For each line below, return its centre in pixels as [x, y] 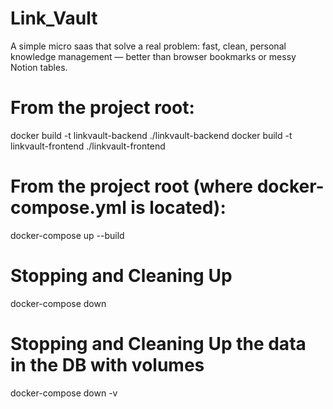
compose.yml [68, 208]
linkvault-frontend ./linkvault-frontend [88, 146]
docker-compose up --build [67, 235]
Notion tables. [39, 67]
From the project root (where [132, 186]
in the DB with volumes [107, 364]
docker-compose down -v [64, 393]
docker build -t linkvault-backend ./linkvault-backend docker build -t [151, 135]
